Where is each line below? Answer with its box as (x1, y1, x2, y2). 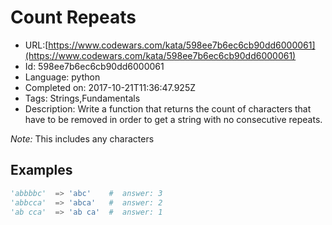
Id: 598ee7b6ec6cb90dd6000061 (24, 60, 165, 72)
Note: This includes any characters (10, 132, 155, 145)
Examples (10, 162, 73, 179)
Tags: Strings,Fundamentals (24, 92, 141, 104)
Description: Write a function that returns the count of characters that (24, 102, 312, 115)
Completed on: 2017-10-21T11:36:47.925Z (24, 81, 197, 93)
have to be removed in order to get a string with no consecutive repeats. (24, 113, 323, 125)
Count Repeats (10, 6, 137, 29)
